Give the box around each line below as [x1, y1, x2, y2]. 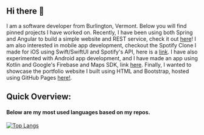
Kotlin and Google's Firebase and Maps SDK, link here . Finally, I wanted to [6, 61, 192, 68]
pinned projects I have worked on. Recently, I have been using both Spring [6, 29, 193, 36]
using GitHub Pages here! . [6, 74, 72, 81]
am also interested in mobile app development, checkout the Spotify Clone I [6, 41, 197, 49]
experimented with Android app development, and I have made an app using [6, 54, 198, 61]
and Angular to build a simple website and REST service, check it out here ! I [6, 35, 196, 43]
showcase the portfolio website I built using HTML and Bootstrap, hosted [6, 67, 189, 75]
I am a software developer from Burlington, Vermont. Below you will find [6, 22, 187, 29]
